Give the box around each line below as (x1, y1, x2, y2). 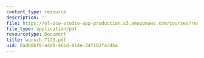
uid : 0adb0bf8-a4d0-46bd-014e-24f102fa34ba (6, 43, 118, 49)
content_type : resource (6, 8, 67, 15)
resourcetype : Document (6, 31, 67, 37)
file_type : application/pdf (6, 25, 78, 32)
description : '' (6, 14, 47, 21)
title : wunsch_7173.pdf (6, 37, 67, 43)
